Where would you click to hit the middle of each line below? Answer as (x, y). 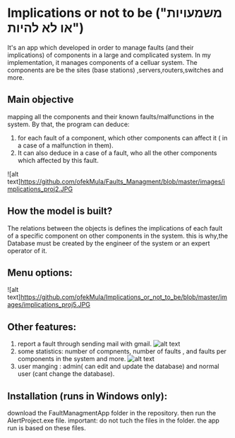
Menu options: (40, 273)
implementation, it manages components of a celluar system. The (102, 62)
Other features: (42, 327)
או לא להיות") (46, 28)
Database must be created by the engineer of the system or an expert (109, 243)
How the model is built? (60, 211)
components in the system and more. (72, 359)
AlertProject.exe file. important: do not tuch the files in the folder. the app (114, 420)
